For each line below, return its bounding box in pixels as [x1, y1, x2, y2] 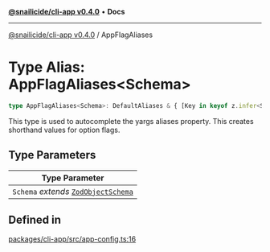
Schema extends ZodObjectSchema [12, 185, 134, 196]
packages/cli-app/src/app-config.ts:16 [8, 234, 137, 244]
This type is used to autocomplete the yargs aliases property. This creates [8, 116, 255, 126]
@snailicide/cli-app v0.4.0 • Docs [8, 7, 125, 16]
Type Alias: [8, 58, 86, 76]
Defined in [8, 213, 62, 227]
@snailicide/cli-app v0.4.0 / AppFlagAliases [8, 30, 153, 39]
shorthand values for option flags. [8, 125, 121, 134]
